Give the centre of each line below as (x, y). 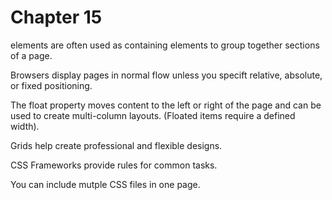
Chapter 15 (56, 17)
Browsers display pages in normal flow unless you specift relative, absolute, (166, 75)
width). (25, 126)
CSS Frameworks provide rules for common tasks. (114, 165)
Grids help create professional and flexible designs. (116, 145)
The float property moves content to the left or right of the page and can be (166, 105)
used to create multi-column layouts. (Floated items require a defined (153, 115)
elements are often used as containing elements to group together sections (165, 45)
